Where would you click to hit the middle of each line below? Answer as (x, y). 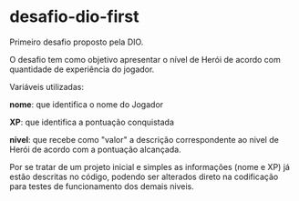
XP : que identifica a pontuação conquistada (92, 122)
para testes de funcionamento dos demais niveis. (102, 186)
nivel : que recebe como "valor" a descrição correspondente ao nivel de (144, 139)
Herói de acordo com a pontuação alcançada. (95, 149)
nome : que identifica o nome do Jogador (87, 104)
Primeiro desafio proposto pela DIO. (77, 42)
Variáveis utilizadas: (47, 86)
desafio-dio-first (74, 17)
